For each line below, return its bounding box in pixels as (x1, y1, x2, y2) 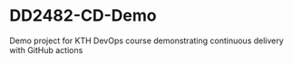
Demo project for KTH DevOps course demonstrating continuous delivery (9, 35, 284, 46)
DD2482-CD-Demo (9, 5, 157, 26)
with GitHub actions (9, 44, 83, 55)
